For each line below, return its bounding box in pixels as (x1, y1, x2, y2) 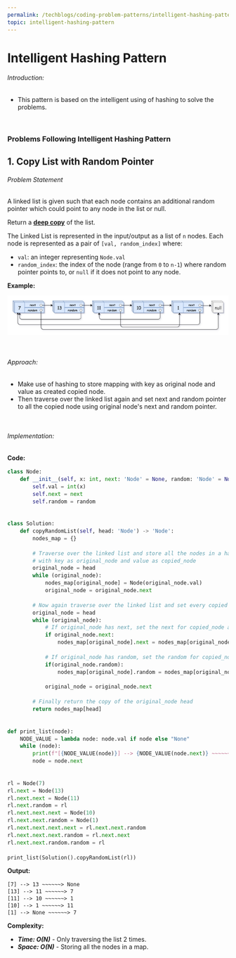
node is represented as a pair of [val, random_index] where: (7, 239, 183, 248)
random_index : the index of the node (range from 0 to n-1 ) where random (17, 260, 227, 269)
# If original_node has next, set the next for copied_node (44, 624, 225, 631)
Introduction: (7, 74, 44, 82)
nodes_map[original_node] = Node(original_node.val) (44, 580, 202, 587)
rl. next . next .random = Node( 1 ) (7, 817, 99, 824)
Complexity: (7, 921, 44, 930)
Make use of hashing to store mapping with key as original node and (17, 380, 216, 388)
